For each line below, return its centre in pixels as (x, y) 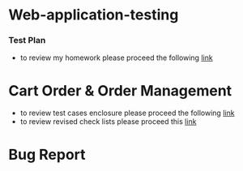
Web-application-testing (94, 15)
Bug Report (47, 154)
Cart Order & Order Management (120, 90)
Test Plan (27, 41)
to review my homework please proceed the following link (116, 58)
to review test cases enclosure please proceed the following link (127, 113)
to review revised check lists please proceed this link (108, 122)
